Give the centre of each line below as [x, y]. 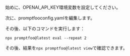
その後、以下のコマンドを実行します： [45, 28]
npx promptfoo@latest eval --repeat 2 [46, 38]
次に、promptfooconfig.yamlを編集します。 [50, 18]
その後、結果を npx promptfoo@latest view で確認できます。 [66, 48]
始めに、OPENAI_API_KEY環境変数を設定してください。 [63, 7]
